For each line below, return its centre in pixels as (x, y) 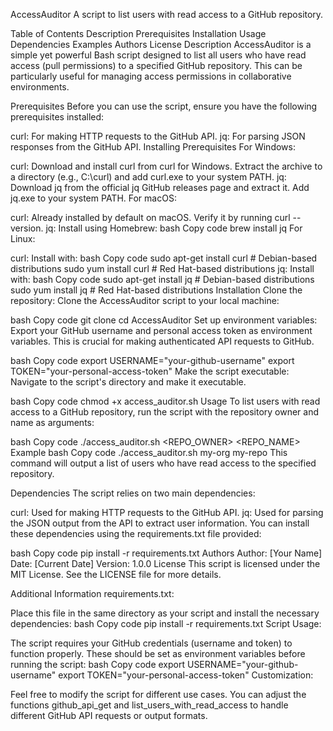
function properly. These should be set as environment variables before (158, 653)
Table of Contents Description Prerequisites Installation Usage (138, 33)
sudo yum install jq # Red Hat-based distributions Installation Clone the (156, 290)
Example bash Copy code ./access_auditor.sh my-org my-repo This (149, 452)
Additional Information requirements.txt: (92, 593)
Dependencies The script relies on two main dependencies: (133, 493)
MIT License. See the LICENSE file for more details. (116, 574)
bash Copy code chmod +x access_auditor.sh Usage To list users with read (165, 401)
